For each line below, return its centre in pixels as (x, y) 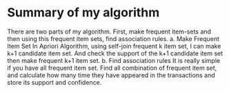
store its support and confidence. (54, 82)
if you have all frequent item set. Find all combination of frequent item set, (112, 68)
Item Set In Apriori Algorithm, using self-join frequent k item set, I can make (114, 46)
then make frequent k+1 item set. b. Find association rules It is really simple (114, 60)
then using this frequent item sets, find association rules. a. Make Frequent (113, 38)
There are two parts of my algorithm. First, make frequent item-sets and (109, 31)
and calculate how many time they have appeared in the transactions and (111, 75)
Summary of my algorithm (83, 13)
